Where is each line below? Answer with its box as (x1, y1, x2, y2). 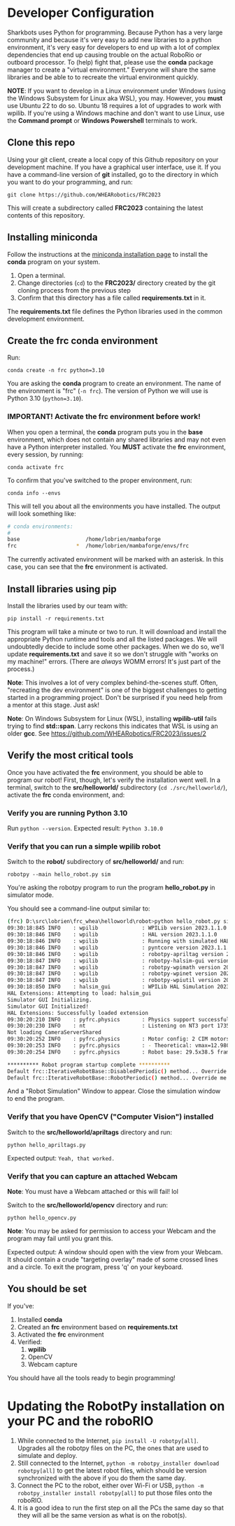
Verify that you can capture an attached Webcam (7, 1171, 178, 1181)
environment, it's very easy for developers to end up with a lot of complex (7, 43, 220, 51)
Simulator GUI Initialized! (7, 1002, 90, 1010)
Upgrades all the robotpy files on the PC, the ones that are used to (17, 1444, 208, 1452)
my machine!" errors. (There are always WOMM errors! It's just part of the (7, 657, 221, 665)
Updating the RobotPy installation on (7, 1398, 225, 1414)
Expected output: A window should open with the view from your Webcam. (7, 1247, 223, 1256)
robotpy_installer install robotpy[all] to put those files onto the (17, 1488, 213, 1497)
